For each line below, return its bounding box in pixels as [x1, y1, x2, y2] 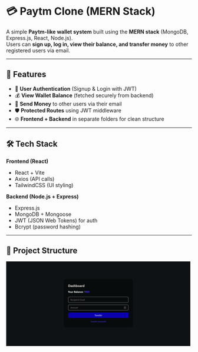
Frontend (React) [6, 157, 49, 165]
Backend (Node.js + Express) [6, 192, 79, 200]
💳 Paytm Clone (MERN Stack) [6, 5, 156, 18]
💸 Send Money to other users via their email [14, 100, 122, 107]
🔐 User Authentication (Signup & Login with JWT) [14, 85, 137, 92]
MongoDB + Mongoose [14, 210, 72, 218]
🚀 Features [6, 69, 47, 79]
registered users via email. [6, 47, 71, 54]
